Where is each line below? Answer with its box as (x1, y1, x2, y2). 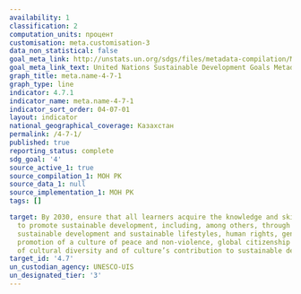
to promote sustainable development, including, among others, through (17, 220, 291, 229)
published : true (9, 138, 70, 147)
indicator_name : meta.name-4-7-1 (9, 96, 134, 106)
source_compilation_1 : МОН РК (9, 171, 123, 180)
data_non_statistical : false (9, 47, 118, 56)
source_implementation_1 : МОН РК (9, 188, 134, 197)
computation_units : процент (9, 30, 115, 39)
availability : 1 (9, 13, 70, 22)
